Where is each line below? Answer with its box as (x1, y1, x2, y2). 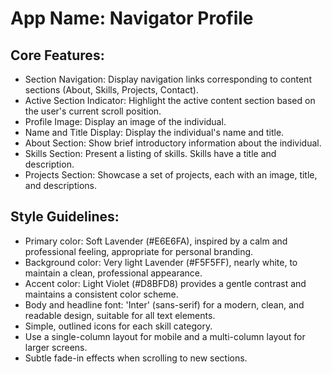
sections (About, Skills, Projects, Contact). (24, 84, 199, 96)
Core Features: (10, 47, 105, 64)
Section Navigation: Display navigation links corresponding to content (24, 73, 312, 85)
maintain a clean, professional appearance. (24, 267, 203, 279)
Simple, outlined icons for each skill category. (24, 320, 213, 332)
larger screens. (24, 341, 88, 353)
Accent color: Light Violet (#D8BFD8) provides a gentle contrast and (24, 277, 307, 289)
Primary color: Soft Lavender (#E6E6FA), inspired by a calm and (24, 235, 288, 247)
